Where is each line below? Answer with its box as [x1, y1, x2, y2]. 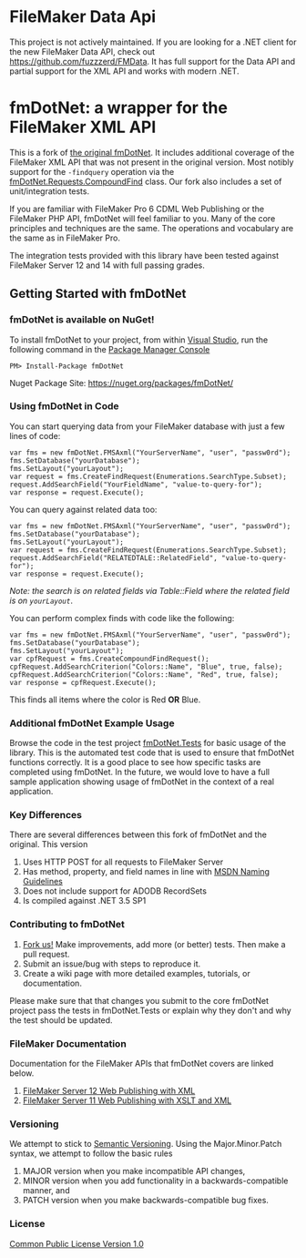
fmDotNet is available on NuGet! [9, 313, 155, 326]
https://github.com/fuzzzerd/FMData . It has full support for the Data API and [9, 56, 296, 66]
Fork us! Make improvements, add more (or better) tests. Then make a [22, 938, 286, 949]
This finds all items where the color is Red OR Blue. [9, 694, 201, 705]
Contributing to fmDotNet [9, 918, 126, 931]
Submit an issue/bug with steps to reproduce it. [22, 958, 201, 969]
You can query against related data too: [9, 504, 158, 515]
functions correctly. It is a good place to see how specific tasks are [9, 757, 261, 768]
